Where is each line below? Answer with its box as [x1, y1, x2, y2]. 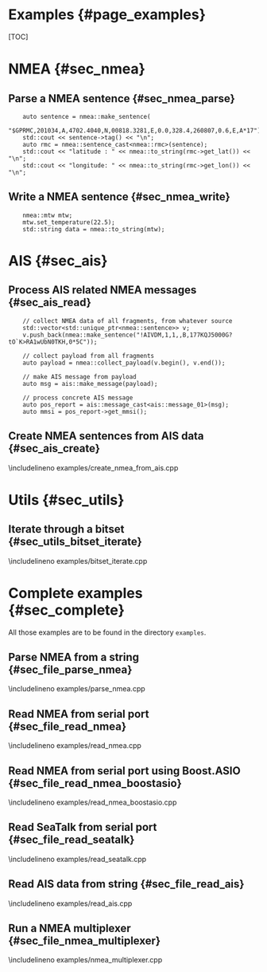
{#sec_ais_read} [8, 296, 91, 309]
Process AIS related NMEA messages [8, 283, 197, 297]
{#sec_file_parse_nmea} [8, 663, 133, 676]
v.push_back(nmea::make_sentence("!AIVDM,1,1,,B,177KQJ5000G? [22, 331, 233, 339]
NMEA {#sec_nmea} [8, 60, 145, 78]
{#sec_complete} [8, 600, 126, 619]
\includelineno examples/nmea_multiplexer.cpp [8, 955, 163, 965]
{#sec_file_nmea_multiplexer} [8, 934, 161, 947]
